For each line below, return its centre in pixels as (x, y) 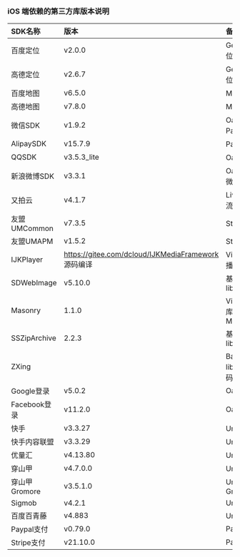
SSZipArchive (34, 338)
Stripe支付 (28, 543)
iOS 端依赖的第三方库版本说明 (58, 11)
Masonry (26, 310)
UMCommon (32, 228)
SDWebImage (34, 283)
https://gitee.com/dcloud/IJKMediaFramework (141, 255)
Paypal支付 (30, 529)
